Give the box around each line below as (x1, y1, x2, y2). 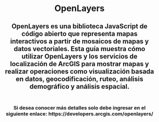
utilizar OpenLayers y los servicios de (21, 52, 138, 60)
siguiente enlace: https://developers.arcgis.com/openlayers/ (5, 110, 154, 117)
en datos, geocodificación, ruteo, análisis (16, 75, 143, 83)
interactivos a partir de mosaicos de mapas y (10, 37, 149, 45)
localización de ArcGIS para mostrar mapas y (10, 60, 149, 68)
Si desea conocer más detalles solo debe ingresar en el (13, 104, 146, 111)
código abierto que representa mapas (21, 29, 138, 38)
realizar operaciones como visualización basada (5, 67, 154, 75)
